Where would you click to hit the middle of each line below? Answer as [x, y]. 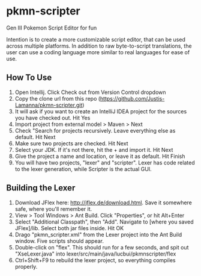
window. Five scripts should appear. [59, 241]
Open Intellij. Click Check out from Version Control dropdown [90, 92]
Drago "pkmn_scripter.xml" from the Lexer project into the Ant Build [98, 234]
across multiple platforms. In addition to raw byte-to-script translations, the [99, 46]
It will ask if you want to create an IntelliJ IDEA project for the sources [101, 111]
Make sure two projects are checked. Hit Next [71, 143]
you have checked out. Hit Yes [52, 118]
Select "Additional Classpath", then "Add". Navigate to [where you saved [104, 222]
